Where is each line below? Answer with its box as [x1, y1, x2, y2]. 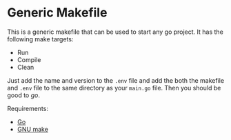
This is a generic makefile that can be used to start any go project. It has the [7, 28, 224, 36]
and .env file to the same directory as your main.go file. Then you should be [7, 83, 221, 92]
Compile [17, 55, 41, 63]
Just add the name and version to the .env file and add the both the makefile [7, 76, 225, 84]
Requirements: [7, 104, 48, 112]
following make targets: [7, 34, 74, 43]
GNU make [17, 125, 48, 133]
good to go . [7, 91, 40, 99]
